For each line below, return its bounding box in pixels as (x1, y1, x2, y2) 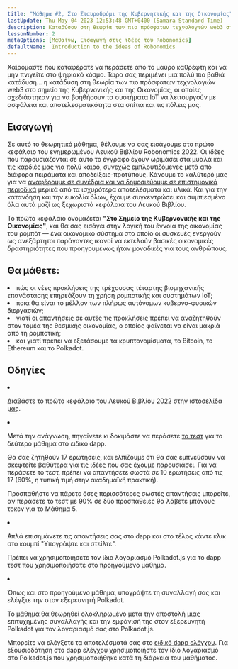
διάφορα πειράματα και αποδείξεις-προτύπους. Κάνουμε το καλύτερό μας (7, 170, 228, 178)
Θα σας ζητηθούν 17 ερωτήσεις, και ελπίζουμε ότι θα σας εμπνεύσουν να (7, 453, 225, 462)
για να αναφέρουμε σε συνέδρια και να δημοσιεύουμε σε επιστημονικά (7, 177, 218, 186)
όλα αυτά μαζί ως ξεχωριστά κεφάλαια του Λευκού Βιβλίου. (7, 200, 186, 209)
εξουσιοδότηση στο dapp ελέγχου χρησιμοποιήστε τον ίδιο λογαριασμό (7, 646, 219, 655)
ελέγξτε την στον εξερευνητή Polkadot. (7, 596, 125, 604)
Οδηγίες (7, 365, 46, 377)
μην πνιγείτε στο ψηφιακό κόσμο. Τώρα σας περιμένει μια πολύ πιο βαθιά (7, 70, 225, 79)
